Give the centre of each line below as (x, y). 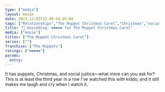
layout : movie (20, 14)
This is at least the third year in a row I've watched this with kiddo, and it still (82, 79)
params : (13, 55)
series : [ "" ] (18, 42)
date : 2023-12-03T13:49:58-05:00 (39, 19)
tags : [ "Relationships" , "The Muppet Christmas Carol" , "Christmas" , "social (83, 23)
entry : (16, 60)
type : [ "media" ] (22, 10)
